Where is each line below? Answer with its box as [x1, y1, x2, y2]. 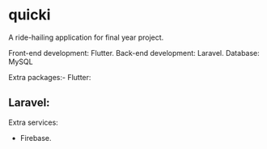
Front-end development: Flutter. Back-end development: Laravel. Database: [8, 48, 261, 57]
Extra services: [8, 117, 58, 127]
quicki [8, 6, 51, 24]
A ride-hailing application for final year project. [8, 32, 164, 42]
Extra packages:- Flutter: [8, 72, 91, 82]
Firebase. [19, 133, 52, 143]
